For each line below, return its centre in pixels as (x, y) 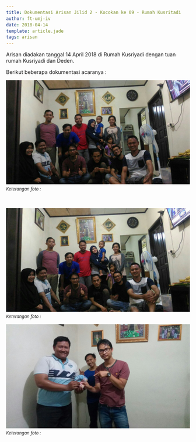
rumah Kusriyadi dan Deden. (40, 61)
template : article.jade (35, 31)
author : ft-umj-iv (28, 18)
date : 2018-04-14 (27, 25)
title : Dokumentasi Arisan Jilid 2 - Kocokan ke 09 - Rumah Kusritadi (94, 12)
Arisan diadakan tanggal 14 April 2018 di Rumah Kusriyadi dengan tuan (91, 55)
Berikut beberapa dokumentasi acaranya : (56, 72)
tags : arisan (22, 37)
